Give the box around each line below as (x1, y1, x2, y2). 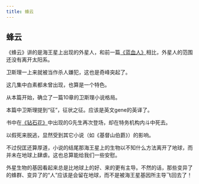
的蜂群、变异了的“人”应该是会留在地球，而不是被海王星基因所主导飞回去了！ (6, 172, 192, 179)
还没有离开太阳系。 (6, 56, 53, 63)
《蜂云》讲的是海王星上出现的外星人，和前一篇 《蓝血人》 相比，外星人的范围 (6, 49, 193, 56)
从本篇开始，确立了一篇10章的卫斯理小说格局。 (6, 94, 121, 101)
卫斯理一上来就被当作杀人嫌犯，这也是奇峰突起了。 (6, 69, 131, 76)
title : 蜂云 (6, 8, 34, 15)
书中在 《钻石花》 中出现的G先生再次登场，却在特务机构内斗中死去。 (6, 119, 171, 126)
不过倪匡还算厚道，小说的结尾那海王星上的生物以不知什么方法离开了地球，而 (6, 144, 193, 151)
